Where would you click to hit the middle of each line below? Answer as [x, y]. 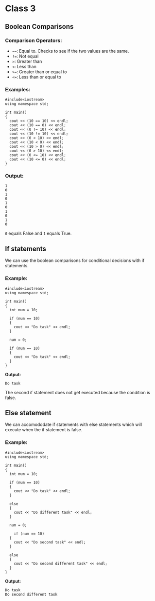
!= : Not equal [25, 56]
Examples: [18, 89]
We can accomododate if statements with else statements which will [74, 424]
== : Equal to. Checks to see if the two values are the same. [70, 51]
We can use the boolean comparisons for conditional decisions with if [75, 260]
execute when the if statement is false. [44, 430]
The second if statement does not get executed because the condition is [78, 392]
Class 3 [20, 9]
